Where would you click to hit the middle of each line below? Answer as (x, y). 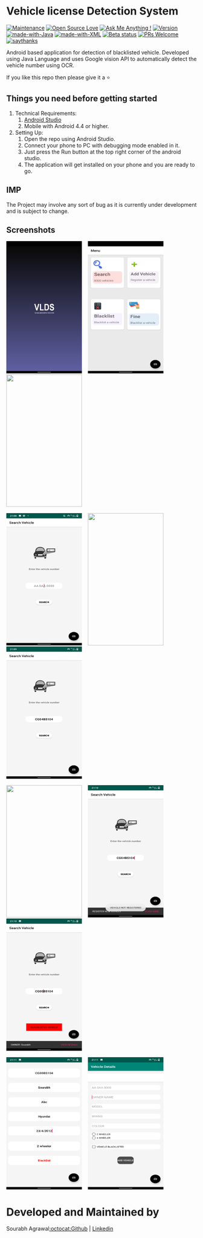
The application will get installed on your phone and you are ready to (109, 164)
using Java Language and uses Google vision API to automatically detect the (101, 59)
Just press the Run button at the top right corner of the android (102, 152)
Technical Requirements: (46, 113)
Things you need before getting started (82, 99)
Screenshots (31, 230)
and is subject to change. (38, 211)
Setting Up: (29, 132)
